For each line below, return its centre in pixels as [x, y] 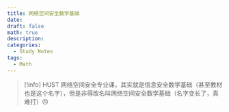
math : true [23, 32]
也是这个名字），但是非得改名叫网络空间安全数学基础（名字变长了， [118, 93]
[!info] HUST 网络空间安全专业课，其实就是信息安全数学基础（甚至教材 [123, 84]
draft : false [26, 26]
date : [15, 20]
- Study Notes [33, 52]
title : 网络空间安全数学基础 [43, 13]
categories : [24, 45]
